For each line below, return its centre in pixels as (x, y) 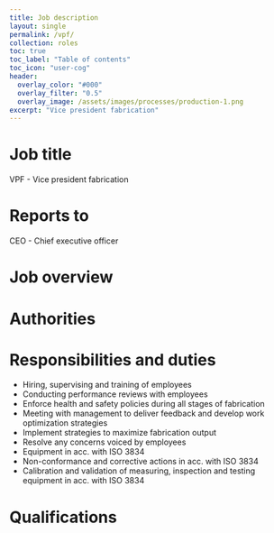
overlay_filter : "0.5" (60, 93)
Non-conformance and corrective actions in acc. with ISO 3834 (140, 462)
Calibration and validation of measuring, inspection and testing (139, 471)
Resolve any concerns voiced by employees (104, 442)
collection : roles (44, 43)
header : (24, 77)
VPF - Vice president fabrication (69, 179)
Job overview (61, 277)
